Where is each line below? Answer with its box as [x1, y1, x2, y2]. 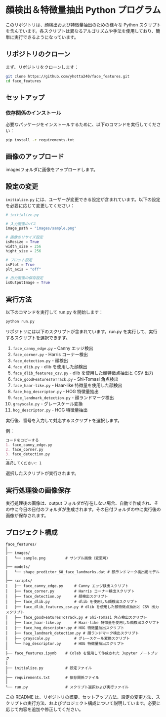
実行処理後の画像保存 [5, 486, 71, 494]
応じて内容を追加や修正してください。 [5, 706, 83, 712]
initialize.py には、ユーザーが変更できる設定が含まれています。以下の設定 [5, 196, 161, 202]
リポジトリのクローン [5, 50, 71, 58]
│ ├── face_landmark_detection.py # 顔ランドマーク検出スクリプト [5, 631, 139, 636]
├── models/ [5, 564, 30, 569]
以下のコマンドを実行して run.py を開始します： [5, 309, 103, 315]
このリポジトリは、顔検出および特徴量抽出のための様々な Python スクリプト [5, 22, 161, 28]
